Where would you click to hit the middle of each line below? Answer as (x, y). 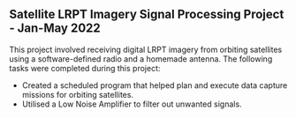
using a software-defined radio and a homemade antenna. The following (141, 59)
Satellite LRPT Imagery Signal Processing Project (147, 15)
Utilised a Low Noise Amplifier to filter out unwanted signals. (132, 104)
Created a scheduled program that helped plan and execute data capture (155, 85)
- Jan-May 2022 (55, 29)
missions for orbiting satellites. (78, 94)
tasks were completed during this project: (85, 68)
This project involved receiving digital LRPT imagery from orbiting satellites (146, 49)
